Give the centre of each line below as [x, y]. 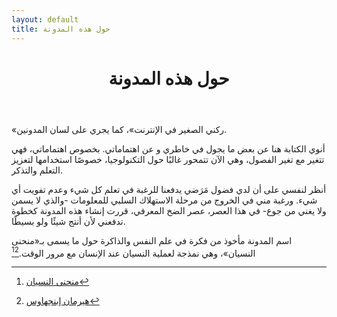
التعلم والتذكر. [37, 170]
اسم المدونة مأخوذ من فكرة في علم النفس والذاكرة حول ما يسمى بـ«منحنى [152, 240]
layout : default [45, 19]
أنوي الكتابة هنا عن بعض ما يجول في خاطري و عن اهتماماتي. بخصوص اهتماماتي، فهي [168, 148]
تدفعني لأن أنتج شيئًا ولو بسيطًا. [68, 221]
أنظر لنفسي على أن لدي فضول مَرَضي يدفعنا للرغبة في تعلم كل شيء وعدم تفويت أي [169, 189]
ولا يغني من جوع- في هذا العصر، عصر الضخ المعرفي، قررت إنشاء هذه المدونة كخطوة [169, 210]
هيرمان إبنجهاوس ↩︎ [62, 301]
